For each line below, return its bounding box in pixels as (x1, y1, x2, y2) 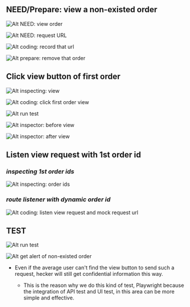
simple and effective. (23, 294, 75, 302)
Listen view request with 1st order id (6, 150, 141, 160)
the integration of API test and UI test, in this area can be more (23, 288, 175, 295)
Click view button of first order (6, 72, 121, 82)
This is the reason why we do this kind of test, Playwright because (23, 282, 184, 289)
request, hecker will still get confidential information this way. (14, 271, 164, 278)
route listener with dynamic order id (6, 195, 111, 203)
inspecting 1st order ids (6, 167, 75, 175)
